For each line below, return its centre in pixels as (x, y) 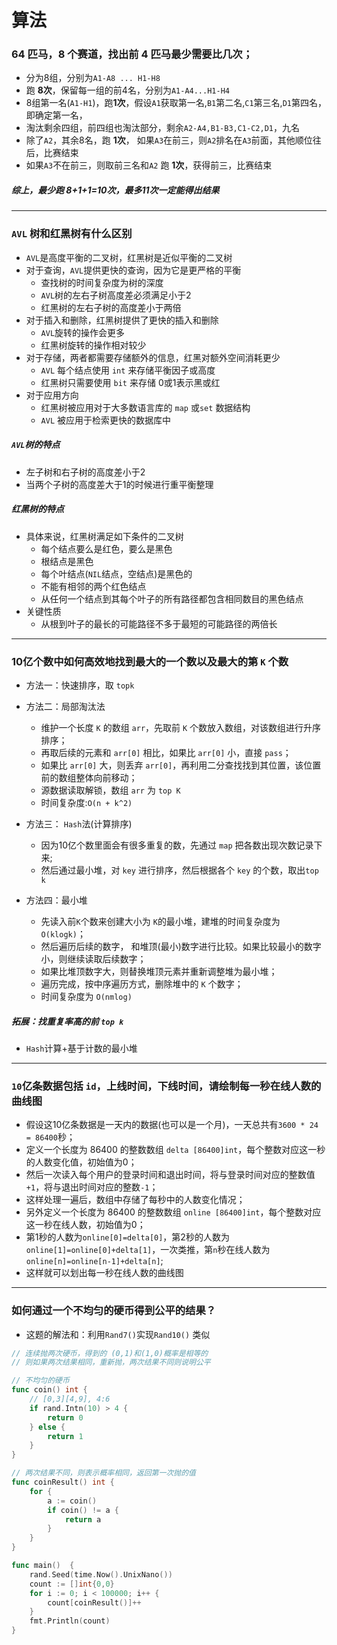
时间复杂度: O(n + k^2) (86, 802)
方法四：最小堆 (56, 900)
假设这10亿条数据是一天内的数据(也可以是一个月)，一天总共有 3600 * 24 (172, 1125)
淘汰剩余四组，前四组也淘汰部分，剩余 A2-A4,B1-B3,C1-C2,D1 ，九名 (162, 128)
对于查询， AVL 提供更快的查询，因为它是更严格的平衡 (133, 270)
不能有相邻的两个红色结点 (93, 586)
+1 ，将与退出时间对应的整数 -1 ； (92, 1187)
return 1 (65, 1436)
